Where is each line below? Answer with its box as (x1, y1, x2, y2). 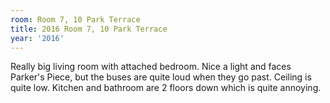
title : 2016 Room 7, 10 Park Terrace (10, 24, 168, 34)
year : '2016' (10, 33, 65, 43)
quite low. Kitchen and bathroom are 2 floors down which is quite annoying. (10, 82, 322, 94)
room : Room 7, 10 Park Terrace (10, 14, 141, 25)
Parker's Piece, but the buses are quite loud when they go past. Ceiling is (10, 71, 312, 83)
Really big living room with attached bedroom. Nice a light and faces (10, 61, 292, 73)
